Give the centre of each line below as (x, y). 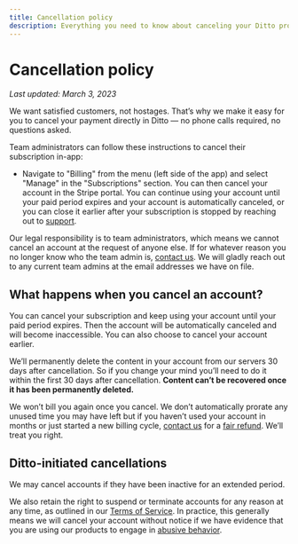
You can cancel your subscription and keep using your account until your (143, 316)
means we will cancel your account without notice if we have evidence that (146, 521)
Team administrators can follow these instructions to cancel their (128, 147)
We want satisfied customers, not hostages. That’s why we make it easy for (147, 111)
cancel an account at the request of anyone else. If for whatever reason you (148, 248)
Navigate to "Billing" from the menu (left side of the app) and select (145, 174)
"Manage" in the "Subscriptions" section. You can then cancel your (145, 184)
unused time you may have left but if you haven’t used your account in (137, 416)
